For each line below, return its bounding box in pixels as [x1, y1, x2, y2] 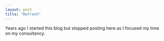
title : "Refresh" [5, 12, 41, 17]
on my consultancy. [5, 30, 46, 36]
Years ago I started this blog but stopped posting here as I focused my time [5, 25, 160, 31]
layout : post [5, 7, 32, 12]
